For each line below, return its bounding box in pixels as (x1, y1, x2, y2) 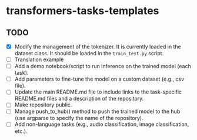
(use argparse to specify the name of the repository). (14, 115, 143, 122)
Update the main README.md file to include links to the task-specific (14, 88, 182, 95)
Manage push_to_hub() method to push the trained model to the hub (14, 108, 181, 115)
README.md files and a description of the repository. (14, 95, 144, 102)
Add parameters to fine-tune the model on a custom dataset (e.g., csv (14, 75, 185, 83)
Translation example (14, 56, 64, 63)
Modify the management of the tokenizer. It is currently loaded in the (14, 43, 181, 50)
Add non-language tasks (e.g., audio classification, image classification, (14, 121, 189, 128)
